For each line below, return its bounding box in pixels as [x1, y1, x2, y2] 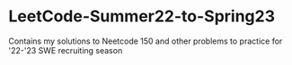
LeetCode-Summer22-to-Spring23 [8, 6, 276, 27]
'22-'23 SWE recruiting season [8, 45, 123, 55]
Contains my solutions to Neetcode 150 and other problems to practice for [8, 36, 283, 46]
